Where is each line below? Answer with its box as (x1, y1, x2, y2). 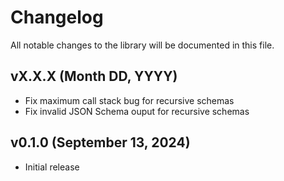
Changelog (10, 6, 104, 29)
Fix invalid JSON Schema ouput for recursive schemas (24, 105, 250, 117)
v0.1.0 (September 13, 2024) (10, 134, 191, 151)
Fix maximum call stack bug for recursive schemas (24, 94, 235, 106)
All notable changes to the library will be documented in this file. (10, 39, 275, 51)
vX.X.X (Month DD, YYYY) (10, 68, 178, 85)
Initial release (24, 161, 80, 173)
